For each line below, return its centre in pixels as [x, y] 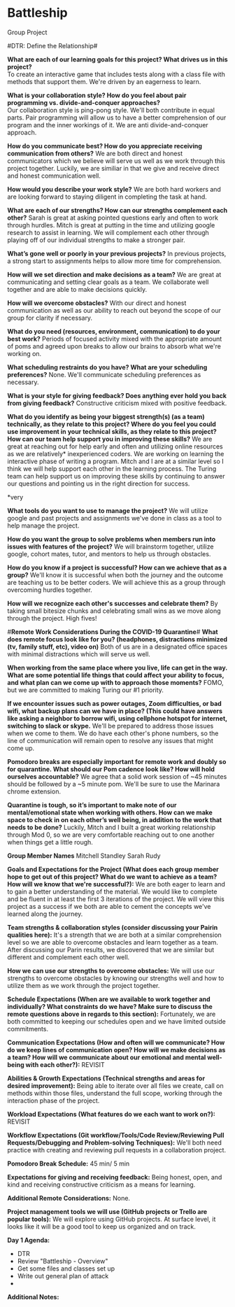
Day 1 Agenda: [29, 1240]
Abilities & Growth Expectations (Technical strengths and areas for [106, 1078]
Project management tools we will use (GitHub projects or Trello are [107, 1211]
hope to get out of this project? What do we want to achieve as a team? [112, 877]
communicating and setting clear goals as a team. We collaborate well [108, 282]
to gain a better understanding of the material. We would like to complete [112, 891]
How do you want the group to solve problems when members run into [112, 539]
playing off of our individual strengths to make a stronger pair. [96, 240]
